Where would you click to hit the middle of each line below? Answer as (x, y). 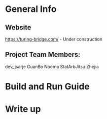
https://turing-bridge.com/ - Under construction (54, 39)
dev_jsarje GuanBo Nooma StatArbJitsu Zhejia (52, 66)
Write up (23, 109)
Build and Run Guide (47, 86)
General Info (31, 9)
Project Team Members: (43, 55)
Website (18, 27)
